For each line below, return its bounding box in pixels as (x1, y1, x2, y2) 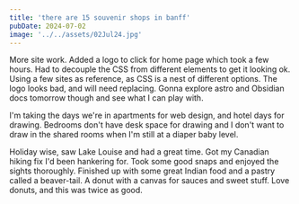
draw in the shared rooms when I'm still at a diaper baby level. (9, 129, 239, 140)
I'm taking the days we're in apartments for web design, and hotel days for (9, 110, 285, 121)
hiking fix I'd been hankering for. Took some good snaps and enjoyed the (9, 156, 279, 167)
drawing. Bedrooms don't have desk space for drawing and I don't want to (9, 120, 285, 130)
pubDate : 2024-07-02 (9, 22, 87, 31)
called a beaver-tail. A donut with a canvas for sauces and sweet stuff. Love (9, 175, 290, 186)
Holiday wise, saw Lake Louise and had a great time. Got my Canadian (9, 146, 269, 157)
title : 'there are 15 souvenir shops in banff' (9, 13, 191, 22)
